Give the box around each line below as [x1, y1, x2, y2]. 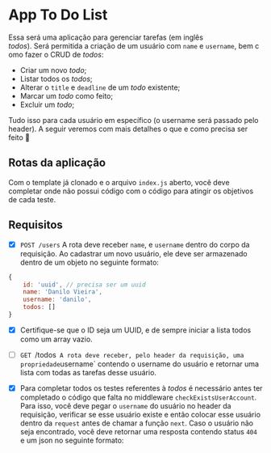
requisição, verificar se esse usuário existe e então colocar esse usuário [19, 410, 261, 420]
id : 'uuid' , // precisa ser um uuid [23, 281, 147, 289]
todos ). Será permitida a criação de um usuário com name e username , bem [8, 40, 254, 50]
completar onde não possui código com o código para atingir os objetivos [8, 186, 254, 196]
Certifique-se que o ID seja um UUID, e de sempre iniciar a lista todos [19, 325, 252, 335]
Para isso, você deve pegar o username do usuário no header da [19, 401, 231, 411]
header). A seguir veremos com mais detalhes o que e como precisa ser [8, 124, 248, 133]
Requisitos [8, 218, 63, 232]
